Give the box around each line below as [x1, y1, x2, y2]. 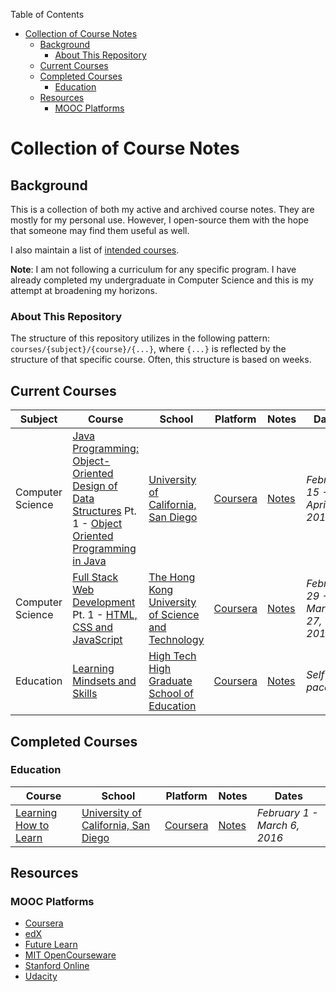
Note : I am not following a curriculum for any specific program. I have [10, 264, 297, 275]
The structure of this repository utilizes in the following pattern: [10, 332, 270, 344]
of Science [148, 608, 200, 622]
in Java [72, 554, 107, 568]
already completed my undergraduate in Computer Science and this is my [10, 274, 314, 286]
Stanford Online [24, 960, 90, 972]
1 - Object [72, 517, 123, 531]
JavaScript [72, 633, 123, 647]
